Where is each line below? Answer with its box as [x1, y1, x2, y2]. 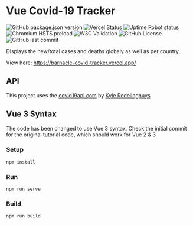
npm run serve [6, 186, 41, 193]
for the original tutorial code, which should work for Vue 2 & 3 [6, 131, 156, 138]
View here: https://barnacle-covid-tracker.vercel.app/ [6, 59, 137, 66]
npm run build [6, 213, 41, 219]
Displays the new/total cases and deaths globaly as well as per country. [6, 47, 181, 54]
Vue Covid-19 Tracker [6, 4, 116, 18]
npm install [6, 159, 35, 165]
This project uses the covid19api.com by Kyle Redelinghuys [6, 92, 151, 99]
